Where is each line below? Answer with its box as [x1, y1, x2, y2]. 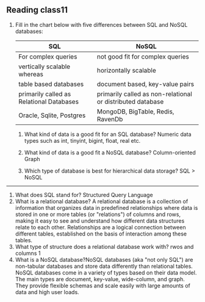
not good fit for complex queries [96, 52, 189, 60]
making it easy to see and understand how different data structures [15, 217, 185, 225]
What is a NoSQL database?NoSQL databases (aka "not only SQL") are [15, 256, 193, 263]
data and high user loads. [15, 288, 79, 295]
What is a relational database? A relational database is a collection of [15, 198, 189, 205]
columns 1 [15, 250, 41, 257]
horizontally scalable [96, 66, 157, 74]
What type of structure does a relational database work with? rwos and [15, 243, 194, 250]
